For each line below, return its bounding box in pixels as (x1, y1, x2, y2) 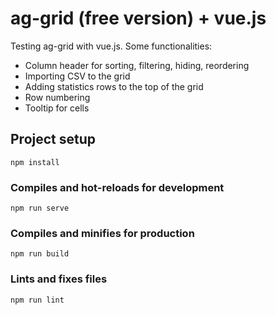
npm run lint (10, 295, 65, 305)
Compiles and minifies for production (10, 226, 195, 240)
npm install (10, 157, 60, 167)
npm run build (10, 249, 70, 259)
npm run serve (10, 203, 70, 214)
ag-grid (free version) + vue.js (10, 7, 267, 30)
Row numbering (24, 91, 91, 103)
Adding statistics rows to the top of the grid (24, 80, 204, 92)
